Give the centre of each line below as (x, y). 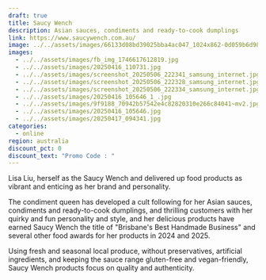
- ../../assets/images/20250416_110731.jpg (88, 67)
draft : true (28, 15)
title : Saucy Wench (40, 23)
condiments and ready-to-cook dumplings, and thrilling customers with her (131, 210)
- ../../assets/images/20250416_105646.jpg (88, 112)
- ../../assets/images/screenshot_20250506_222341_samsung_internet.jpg (138, 75)
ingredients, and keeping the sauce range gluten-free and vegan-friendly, (128, 259)
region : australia (38, 141)
